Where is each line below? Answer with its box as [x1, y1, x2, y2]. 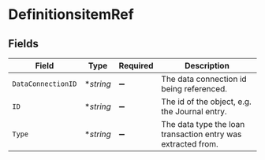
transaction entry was [161, 128, 242, 140]
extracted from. [161, 139, 218, 149]
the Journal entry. [161, 106, 227, 117]
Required [118, 61, 154, 71]
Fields [8, 37, 39, 50]
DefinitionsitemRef [8, 6, 134, 24]
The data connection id [161, 73, 247, 84]
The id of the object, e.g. [161, 96, 252, 107]
